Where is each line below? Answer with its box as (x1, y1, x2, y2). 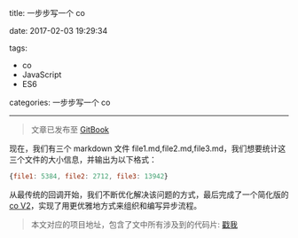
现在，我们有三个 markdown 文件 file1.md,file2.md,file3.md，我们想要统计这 (9, 143, 286, 154)
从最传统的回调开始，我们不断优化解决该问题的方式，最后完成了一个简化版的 (9, 189, 289, 200)
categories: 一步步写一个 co (9, 97, 111, 107)
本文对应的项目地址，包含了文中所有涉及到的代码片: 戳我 (30, 218, 238, 229)
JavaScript (21, 69, 62, 80)
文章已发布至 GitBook (30, 124, 109, 135)
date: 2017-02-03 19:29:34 (9, 26, 108, 36)
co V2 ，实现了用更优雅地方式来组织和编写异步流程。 (9, 200, 202, 210)
